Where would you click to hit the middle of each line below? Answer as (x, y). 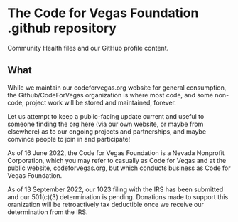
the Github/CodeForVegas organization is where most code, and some (110, 95)
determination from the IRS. (48, 212)
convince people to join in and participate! (69, 139)
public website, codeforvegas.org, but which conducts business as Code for (119, 168)
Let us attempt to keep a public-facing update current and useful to (106, 116)
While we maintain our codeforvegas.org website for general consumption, (117, 88)
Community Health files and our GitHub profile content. (88, 48)
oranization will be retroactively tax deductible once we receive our (106, 204)
